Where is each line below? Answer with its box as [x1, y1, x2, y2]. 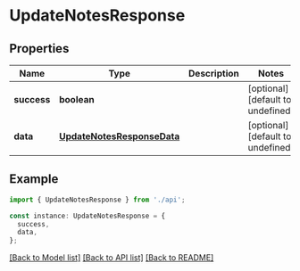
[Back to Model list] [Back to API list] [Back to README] [9, 252, 214, 263]
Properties [9, 41, 70, 56]
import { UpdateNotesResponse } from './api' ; [9, 195, 186, 204]
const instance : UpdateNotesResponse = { [9, 211, 166, 220]
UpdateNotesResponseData [59, 130, 180, 143]
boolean [59, 94, 96, 105]
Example [9, 171, 59, 187]
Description [188, 68, 239, 79]
